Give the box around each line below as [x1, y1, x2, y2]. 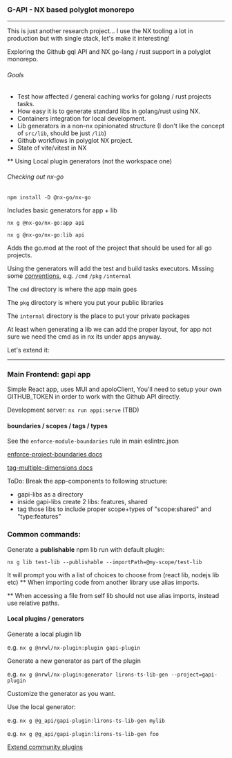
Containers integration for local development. [17, 114, 146, 122]
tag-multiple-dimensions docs [7, 463, 93, 472]
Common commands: [7, 530, 81, 539]
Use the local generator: [7, 702, 76, 711]
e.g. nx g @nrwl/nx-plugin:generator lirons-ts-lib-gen [7, 670, 168, 678]
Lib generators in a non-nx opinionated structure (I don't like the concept [17, 121, 225, 130]
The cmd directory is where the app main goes [7, 285, 137, 293]
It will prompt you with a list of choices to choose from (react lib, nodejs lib [7, 570, 220, 579]
